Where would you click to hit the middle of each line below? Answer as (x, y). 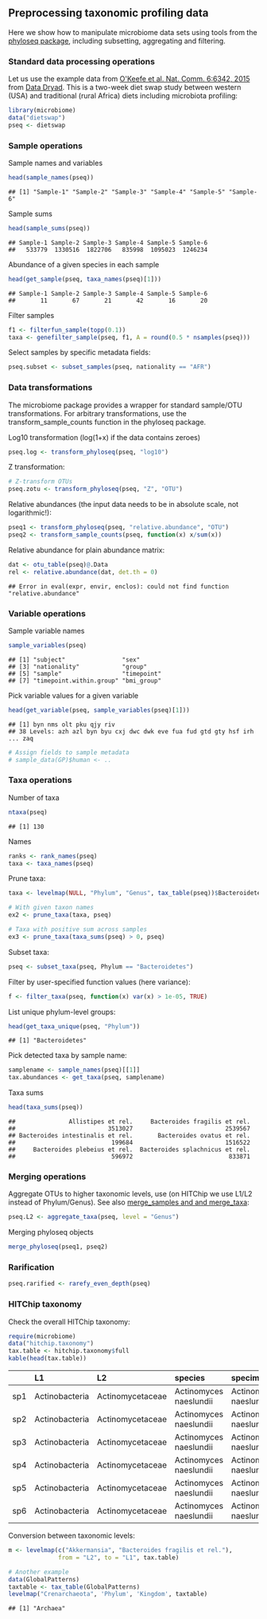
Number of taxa (34, 797)
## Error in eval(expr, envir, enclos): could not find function (118, 586)
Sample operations (46, 145)
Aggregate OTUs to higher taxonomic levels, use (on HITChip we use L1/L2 (130, 1194)
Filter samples (31, 315)
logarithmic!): (30, 513)
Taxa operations (40, 780)
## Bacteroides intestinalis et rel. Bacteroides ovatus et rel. (129, 1136)
